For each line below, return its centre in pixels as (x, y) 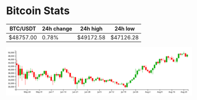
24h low (124, 29)
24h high (91, 29)
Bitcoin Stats (38, 11)
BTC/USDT (23, 29)
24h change (57, 29)
